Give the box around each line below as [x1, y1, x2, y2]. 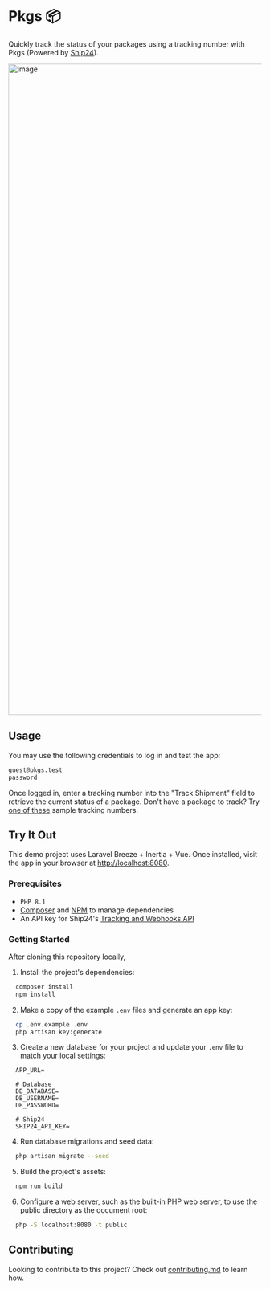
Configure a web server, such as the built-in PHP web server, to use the [19, 1197, 258, 1206]
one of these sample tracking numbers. [8, 805, 139, 814]
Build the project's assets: [19, 1167, 106, 1177]
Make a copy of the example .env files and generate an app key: [19, 1005, 233, 1014]
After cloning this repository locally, [8, 952, 126, 961]
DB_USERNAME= [15, 1095, 59, 1103]
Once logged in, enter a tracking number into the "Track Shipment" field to [8, 788, 256, 797]
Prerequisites [8, 878, 62, 889]
